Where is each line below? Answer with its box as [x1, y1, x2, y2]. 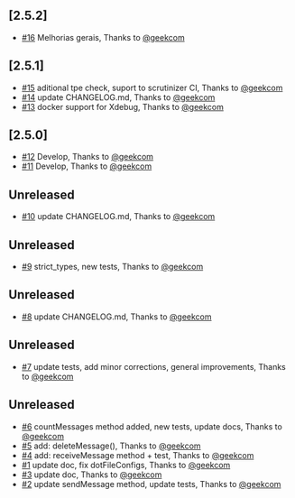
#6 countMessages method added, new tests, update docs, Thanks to [21, 420, 283, 432]
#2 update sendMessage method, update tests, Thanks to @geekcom [21, 478, 281, 489]
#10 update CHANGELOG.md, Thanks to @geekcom [21, 211, 216, 222]
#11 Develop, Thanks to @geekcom [21, 161, 152, 171]
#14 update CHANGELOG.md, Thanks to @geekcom [21, 91, 216, 103]
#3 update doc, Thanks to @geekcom [21, 469, 162, 480]
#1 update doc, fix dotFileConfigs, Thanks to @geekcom [21, 459, 231, 470]
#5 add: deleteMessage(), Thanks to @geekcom [21, 440, 201, 451]
